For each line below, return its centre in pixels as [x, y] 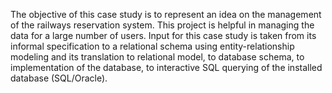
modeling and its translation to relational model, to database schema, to [157, 57]
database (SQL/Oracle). [59, 78]
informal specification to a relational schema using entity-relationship [152, 46]
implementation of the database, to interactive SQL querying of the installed [166, 67]
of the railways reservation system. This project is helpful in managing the [162, 25]
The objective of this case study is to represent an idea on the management [166, 14]
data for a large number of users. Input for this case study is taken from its [163, 35]
